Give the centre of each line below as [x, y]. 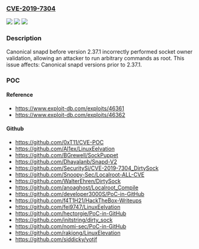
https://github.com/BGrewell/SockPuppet [66, 155]
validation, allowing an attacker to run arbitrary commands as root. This [96, 58]
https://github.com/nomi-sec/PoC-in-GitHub [70, 226]
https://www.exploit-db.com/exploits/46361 [69, 108]
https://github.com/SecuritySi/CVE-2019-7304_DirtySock [87, 168]
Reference [20, 95]
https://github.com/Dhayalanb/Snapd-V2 [66, 161]
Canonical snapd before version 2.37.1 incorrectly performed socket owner [99, 51]
